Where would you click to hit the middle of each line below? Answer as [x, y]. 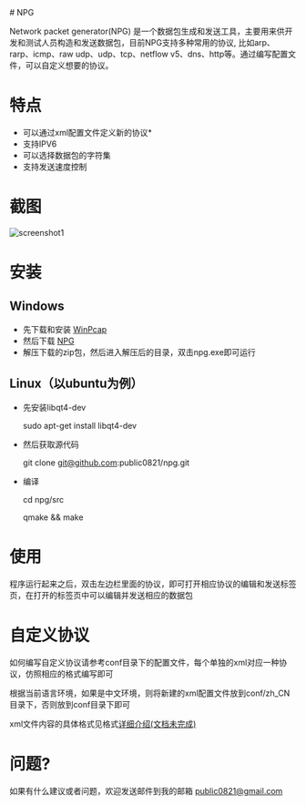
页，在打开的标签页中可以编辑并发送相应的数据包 [101, 595]
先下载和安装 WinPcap [65, 329]
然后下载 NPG [48, 341]
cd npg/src [43, 499]
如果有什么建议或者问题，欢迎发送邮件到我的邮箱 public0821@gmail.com [146, 790]
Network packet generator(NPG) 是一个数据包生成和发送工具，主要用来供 [147, 31]
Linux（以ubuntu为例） [76, 384]
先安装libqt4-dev [54, 407]
